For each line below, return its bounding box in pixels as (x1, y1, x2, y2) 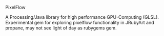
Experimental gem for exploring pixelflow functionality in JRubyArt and (5, 20, 154, 25)
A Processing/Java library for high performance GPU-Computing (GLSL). (5, 14, 159, 20)
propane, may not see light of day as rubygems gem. (5, 25, 117, 31)
